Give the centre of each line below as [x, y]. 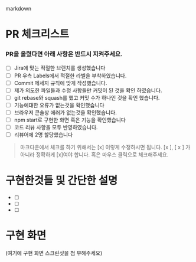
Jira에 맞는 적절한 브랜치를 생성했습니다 [60, 68]
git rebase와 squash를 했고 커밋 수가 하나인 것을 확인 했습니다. [87, 97]
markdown [19, 9]
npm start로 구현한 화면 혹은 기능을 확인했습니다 [70, 120]
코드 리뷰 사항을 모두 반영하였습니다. [56, 127]
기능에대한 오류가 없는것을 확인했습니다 [59, 105]
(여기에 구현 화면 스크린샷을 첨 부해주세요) [54, 253]
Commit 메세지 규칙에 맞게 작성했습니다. [61, 83]
